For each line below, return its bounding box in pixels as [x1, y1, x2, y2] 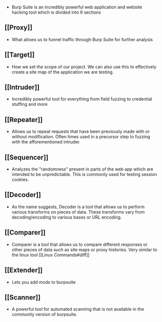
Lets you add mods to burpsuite [11, 279, 76, 285]
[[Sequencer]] [4, 153, 49, 161]
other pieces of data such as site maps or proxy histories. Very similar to [11, 247, 157, 252]
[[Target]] [4, 51, 35, 59]
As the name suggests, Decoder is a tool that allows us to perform [11, 203, 145, 210]
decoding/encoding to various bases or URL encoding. [11, 214, 122, 220]
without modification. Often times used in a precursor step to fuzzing [11, 134, 150, 140]
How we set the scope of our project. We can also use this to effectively [11, 64, 157, 70]
